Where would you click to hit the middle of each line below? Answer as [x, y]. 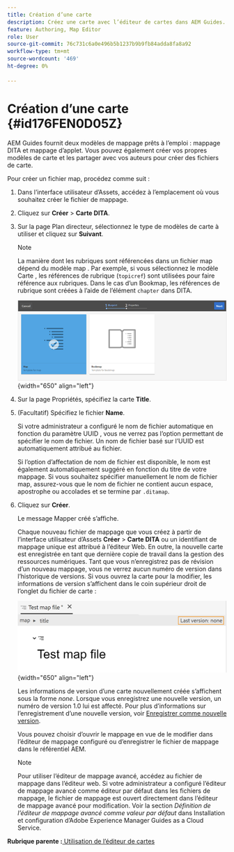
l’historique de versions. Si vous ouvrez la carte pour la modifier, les [115, 576]
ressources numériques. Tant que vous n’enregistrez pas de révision [115, 561]
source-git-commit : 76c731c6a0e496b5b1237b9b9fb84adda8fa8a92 [99, 44]
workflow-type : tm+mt [39, 52]
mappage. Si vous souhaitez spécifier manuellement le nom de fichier [117, 476]
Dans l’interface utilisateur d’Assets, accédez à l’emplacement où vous [118, 192]
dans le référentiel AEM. [52, 749]
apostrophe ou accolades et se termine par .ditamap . [93, 491]
